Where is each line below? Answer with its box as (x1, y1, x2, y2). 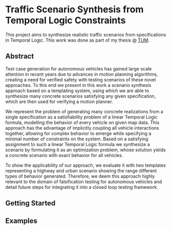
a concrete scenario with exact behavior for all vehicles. (5, 152, 123, 158)
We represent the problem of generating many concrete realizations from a (5, 108, 163, 114)
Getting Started (5, 199, 56, 208)
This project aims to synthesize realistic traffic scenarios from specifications (5, 31, 166, 38)
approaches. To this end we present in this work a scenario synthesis (5, 82, 152, 88)
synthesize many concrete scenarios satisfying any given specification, (5, 93, 156, 99)
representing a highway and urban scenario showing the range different (5, 167, 157, 173)
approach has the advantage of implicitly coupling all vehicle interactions (5, 125, 160, 131)
